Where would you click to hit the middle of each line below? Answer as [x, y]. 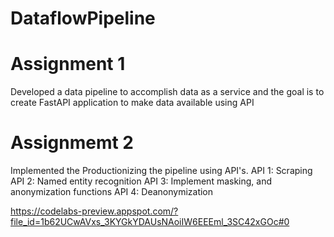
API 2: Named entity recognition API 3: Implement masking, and [141, 181]
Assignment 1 [68, 64]
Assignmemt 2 [72, 143]
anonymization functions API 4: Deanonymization [112, 192]
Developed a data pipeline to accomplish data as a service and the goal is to [167, 92]
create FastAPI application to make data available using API [132, 103]
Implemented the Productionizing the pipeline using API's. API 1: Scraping [161, 171]
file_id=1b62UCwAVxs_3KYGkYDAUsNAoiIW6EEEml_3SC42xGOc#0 [150, 222]
